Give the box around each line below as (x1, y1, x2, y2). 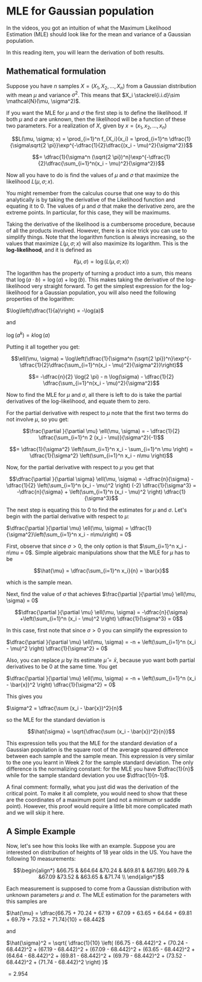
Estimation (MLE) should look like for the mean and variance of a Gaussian (6, 30, 191, 37)
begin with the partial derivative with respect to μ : (6, 512, 130, 520)
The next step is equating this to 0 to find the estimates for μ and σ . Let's (6, 506, 187, 513)
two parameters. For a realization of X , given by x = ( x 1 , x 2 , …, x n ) (6, 122, 167, 130)
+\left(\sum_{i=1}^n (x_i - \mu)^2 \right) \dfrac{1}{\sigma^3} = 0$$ (19, 615, 183, 622)
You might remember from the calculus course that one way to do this (6, 190, 180, 197)
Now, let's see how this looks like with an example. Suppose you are (6, 842, 176, 850)
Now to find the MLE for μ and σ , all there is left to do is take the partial (6, 391, 182, 398)
